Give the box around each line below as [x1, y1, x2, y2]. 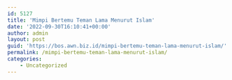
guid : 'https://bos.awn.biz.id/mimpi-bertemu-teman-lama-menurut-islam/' [7, 42, 228, 49]
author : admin [7, 29, 49, 37]
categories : [7, 56, 42, 63]
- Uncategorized [20, 62, 68, 69]
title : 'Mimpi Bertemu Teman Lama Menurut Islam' [7, 17, 156, 24]
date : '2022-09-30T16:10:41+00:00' [7, 23, 111, 30]
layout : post [7, 36, 46, 43]
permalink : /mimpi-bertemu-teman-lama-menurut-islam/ [7, 49, 168, 56]
